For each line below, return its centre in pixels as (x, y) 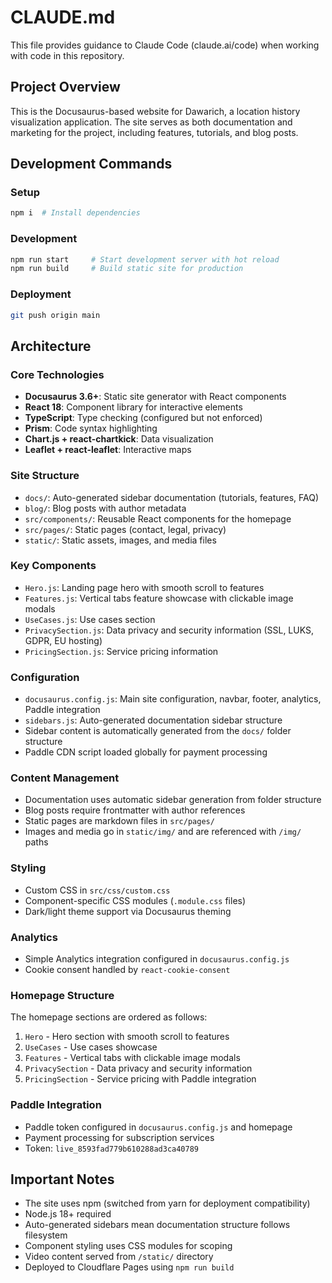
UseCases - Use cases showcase (91, 1047)
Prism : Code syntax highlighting (91, 428)
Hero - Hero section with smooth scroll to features (127, 1037)
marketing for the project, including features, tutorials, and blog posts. (154, 132)
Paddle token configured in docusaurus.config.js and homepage (158, 1127)
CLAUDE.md (63, 17)
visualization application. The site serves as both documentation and (151, 122)
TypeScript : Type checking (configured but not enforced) (143, 418)
